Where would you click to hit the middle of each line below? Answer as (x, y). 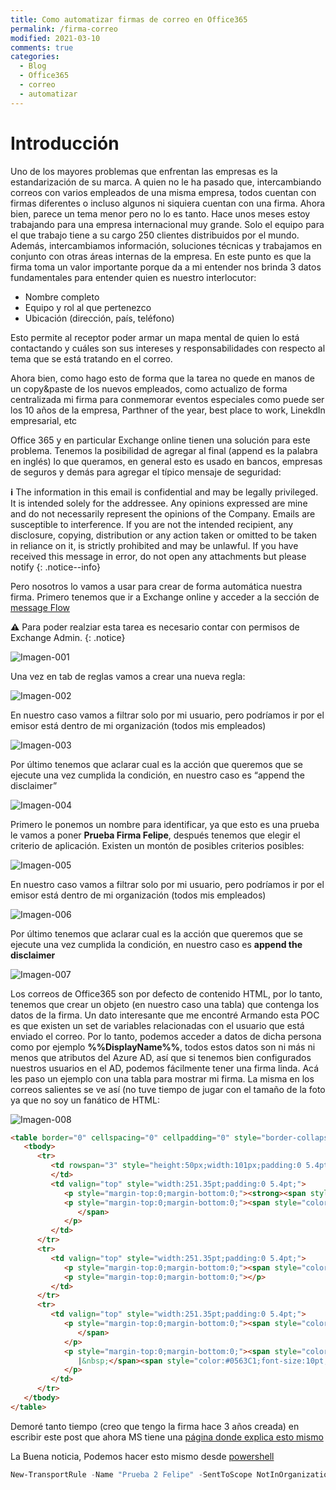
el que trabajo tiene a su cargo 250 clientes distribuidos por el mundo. (155, 235)
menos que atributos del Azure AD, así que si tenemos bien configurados (161, 1057)
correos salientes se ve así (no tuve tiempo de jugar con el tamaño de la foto (168, 1089)
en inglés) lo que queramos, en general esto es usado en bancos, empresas (166, 461)
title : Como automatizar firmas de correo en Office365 (129, 19)
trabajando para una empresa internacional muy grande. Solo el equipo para (167, 224)
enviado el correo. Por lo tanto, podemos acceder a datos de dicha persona (166, 1036)
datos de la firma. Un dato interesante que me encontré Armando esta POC (165, 1015)
